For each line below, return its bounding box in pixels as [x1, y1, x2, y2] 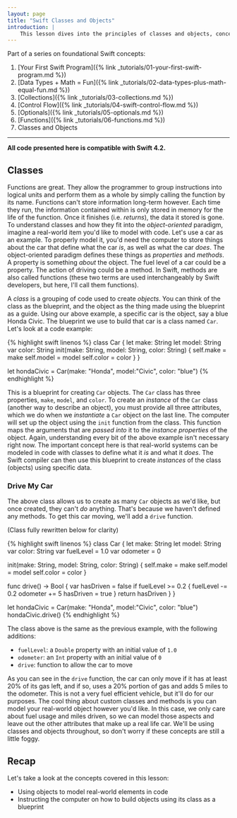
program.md [17, 71, 54, 79]
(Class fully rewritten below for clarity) [7, 526, 119, 534]
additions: [7, 632, 37, 640]
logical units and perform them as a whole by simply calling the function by [7, 190, 226, 199]
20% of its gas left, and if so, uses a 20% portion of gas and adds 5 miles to [7, 682, 229, 691]
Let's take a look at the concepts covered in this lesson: [7, 774, 169, 783]
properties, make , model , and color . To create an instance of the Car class [7, 396, 218, 404]
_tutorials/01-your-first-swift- [117, 63, 202, 71]
